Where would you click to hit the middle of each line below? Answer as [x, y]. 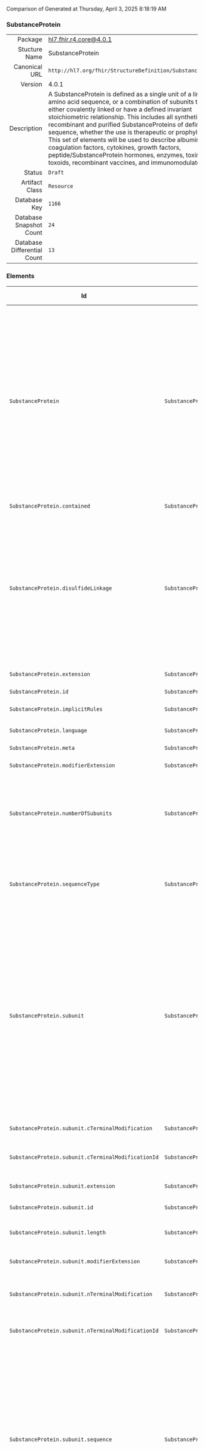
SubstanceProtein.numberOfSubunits [61, 813]
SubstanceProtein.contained [50, 506]
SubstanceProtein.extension [50, 674]
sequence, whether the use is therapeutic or [111, 132]
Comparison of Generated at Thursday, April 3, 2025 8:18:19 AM [87, 9]
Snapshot [29, 225]
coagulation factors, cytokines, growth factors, [114, 147]
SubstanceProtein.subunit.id [51, 1207]
